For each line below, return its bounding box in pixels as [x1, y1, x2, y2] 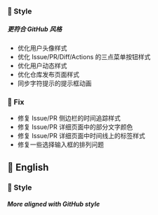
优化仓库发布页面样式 [17, 70, 79, 78]
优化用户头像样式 [17, 44, 67, 52]
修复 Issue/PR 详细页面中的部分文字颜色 [17, 123, 133, 131]
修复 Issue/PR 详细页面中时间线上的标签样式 [17, 132, 145, 140]
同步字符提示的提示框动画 [17, 79, 92, 87]
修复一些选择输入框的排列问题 [17, 140, 104, 149]
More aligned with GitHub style [7, 200, 100, 209]
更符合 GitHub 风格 [7, 25, 62, 33]
